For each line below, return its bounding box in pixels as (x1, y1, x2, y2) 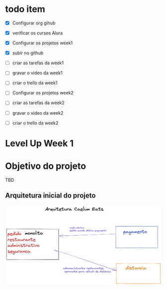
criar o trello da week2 (12, 120, 59, 126)
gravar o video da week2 (12, 110, 64, 116)
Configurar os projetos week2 (12, 90, 74, 96)
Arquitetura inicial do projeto (5, 191, 96, 200)
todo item (5, 3, 46, 15)
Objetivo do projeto (5, 160, 86, 171)
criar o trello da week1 (12, 80, 58, 86)
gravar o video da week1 (12, 70, 63, 76)
